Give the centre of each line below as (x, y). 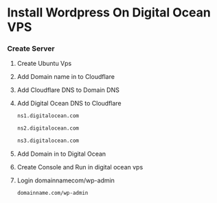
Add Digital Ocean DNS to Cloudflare (69, 104)
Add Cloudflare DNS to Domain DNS (68, 90)
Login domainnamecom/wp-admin (66, 180)
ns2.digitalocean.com (48, 128)
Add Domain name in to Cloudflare (66, 77)
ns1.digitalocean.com (48, 116)
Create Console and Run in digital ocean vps (80, 167)
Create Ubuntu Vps (44, 64)
